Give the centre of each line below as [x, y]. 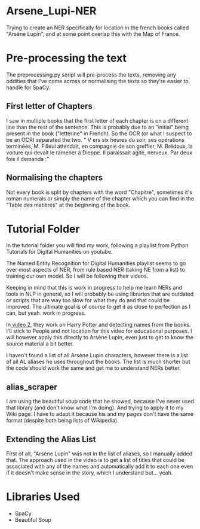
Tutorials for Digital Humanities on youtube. [59, 252]
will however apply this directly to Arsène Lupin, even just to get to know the [100, 338]
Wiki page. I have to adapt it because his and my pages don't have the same [100, 414]
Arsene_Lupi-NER [51, 11]
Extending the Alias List [51, 439]
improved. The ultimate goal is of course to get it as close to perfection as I [99, 307]
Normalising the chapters [55, 178]
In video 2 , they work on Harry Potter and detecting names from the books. [99, 325]
